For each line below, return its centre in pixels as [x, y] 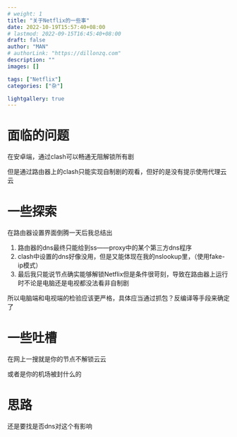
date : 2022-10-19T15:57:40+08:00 [56, 27]
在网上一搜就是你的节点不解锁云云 [57, 359]
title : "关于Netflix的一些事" [48, 21]
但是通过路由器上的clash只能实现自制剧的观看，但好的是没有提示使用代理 [114, 172]
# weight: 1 [25, 14]
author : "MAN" [28, 47]
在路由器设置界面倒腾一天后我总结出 [60, 233]
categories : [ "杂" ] [35, 86]
